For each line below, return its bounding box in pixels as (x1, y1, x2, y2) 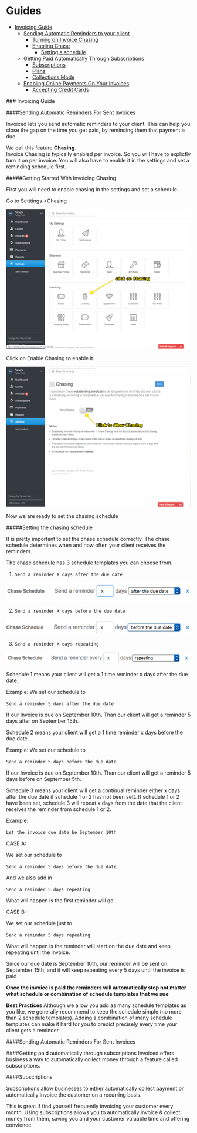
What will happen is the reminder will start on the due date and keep (6, 942, 171, 949)
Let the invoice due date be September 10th (6, 829, 117, 835)
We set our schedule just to (6, 919, 72, 926)
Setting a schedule (40, 48, 86, 55)
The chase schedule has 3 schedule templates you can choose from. (6, 559, 173, 566)
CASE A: (6, 840, 26, 847)
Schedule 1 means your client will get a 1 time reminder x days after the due (6, 670, 188, 677)
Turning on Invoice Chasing (32, 36, 98, 43)
